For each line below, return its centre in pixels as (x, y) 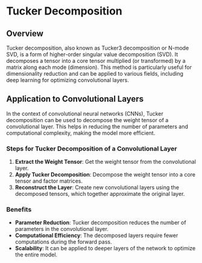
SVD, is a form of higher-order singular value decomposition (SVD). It (92, 54)
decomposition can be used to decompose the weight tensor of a (87, 120)
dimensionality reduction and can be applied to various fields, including (95, 73)
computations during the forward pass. (63, 242)
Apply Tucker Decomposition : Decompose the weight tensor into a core (105, 175)
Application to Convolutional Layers (75, 99)
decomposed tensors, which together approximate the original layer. (100, 194)
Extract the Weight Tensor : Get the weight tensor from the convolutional (105, 162)
